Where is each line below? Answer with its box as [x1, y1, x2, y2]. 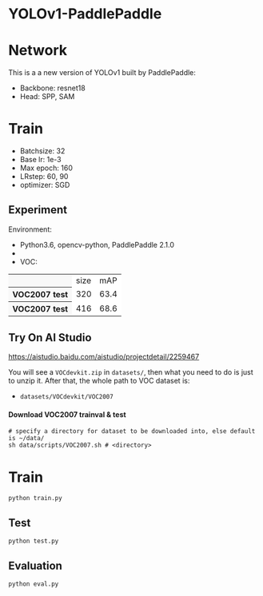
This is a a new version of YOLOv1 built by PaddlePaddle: [8, 68, 196, 77]
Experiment [8, 203, 68, 217]
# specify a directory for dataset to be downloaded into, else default [8, 427, 256, 435]
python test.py [8, 537, 59, 546]
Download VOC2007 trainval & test [8, 409, 126, 419]
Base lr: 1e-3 [19, 155, 62, 165]
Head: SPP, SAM [19, 92, 75, 101]
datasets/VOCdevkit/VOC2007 [19, 393, 114, 401]
